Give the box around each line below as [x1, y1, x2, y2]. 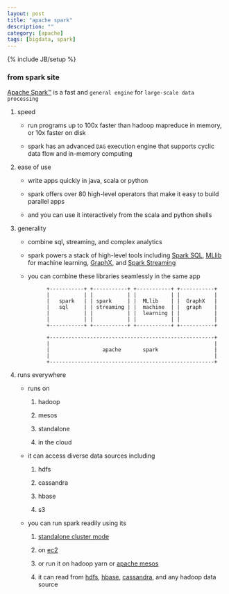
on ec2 [37, 546, 58, 554]
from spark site [7, 72, 60, 82]
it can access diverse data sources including [27, 451, 155, 460]
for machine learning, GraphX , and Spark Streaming [27, 259, 176, 267]
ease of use [17, 163, 51, 171]
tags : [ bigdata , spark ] [7, 36, 76, 43]
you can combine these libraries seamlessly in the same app [27, 272, 201, 280]
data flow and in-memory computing [27, 150, 133, 158]
